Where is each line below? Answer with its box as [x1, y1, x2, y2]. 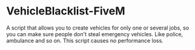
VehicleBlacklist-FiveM [6, 4, 125, 18]
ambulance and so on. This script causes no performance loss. [6, 37, 164, 44]
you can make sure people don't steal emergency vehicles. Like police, [6, 30, 183, 37]
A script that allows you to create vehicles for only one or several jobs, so [6, 24, 190, 31]
